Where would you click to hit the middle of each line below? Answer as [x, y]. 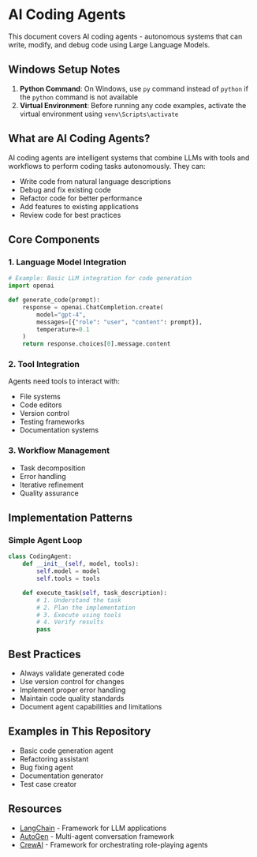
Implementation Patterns [71, 518]
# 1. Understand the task [79, 600]
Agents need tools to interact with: [64, 381]
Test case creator [48, 784]
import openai [32, 286]
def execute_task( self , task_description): [95, 593]
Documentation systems [59, 430]
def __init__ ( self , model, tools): [81, 564]
